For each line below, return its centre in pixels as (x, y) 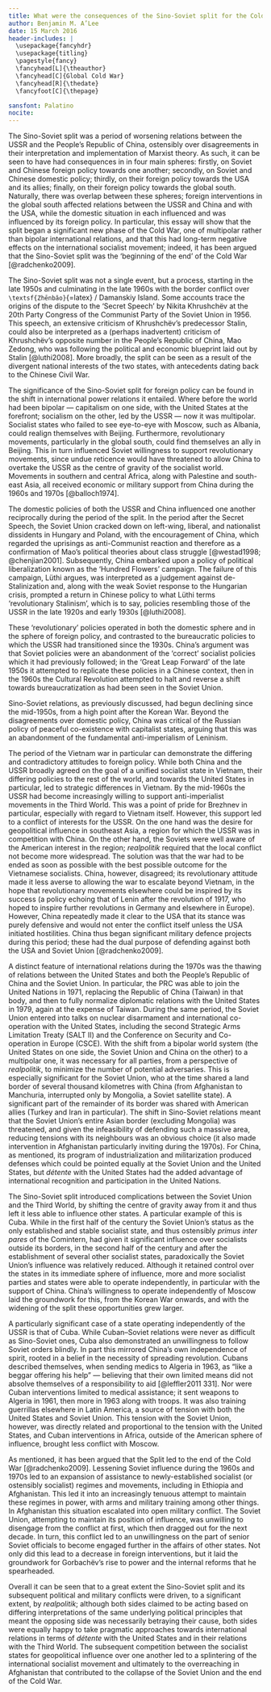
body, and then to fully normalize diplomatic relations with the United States (134, 1001)
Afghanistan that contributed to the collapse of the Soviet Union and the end (135, 1673)
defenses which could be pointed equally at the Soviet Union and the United (135, 1164)
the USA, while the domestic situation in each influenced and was (117, 213)
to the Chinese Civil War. (49, 375)
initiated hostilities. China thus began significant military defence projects (130, 934)
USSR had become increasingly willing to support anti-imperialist (116, 796)
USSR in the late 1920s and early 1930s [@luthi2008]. (98, 612)
